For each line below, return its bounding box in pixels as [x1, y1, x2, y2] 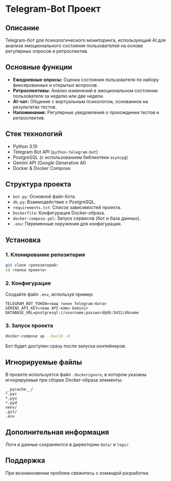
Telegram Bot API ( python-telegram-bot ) [12, 148, 98, 155]
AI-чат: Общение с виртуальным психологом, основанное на [12, 98, 148, 104]
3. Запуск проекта [5, 322, 53, 329]
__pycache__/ [5, 387, 33, 392]
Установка [5, 236, 41, 244]
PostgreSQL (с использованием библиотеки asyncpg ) [12, 154, 128, 160]
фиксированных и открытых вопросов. [12, 82, 99, 88]
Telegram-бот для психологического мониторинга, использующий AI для [5, 37, 166, 43]
